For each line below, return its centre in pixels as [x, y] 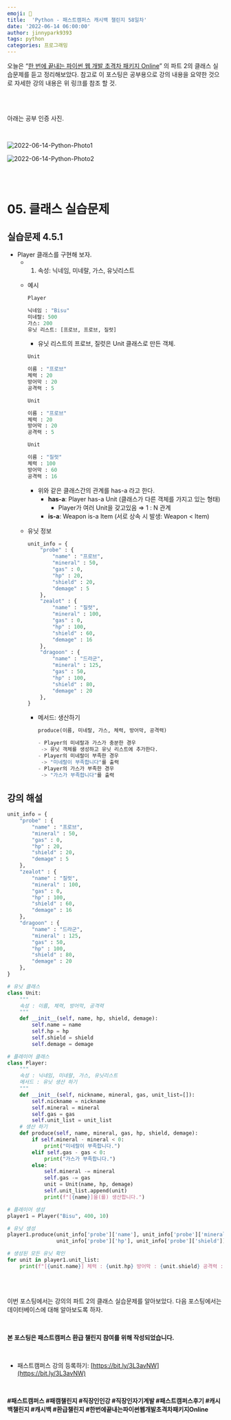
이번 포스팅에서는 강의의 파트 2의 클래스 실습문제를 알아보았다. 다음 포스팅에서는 [114, 1301]
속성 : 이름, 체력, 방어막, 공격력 [62, 1006]
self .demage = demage [63, 1044]
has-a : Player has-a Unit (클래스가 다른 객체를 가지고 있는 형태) [134, 499]
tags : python [26, 39]
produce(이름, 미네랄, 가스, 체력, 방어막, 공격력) [102, 731]
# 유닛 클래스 [24, 986]
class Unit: [24, 993]
